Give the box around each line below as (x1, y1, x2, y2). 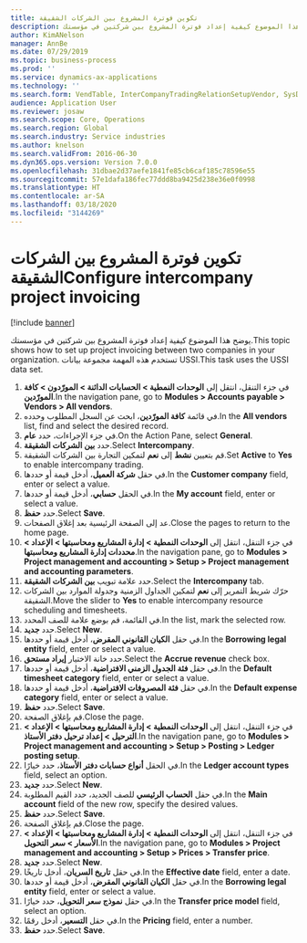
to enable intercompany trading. (23, 458, 144, 470)
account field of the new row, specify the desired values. (23, 798, 239, 809)
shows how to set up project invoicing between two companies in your (10, 344, 276, 355)
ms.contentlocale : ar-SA (10, 192, 105, 201)
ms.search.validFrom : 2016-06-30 (10, 149, 138, 158)
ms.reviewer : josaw (10, 107, 85, 116)
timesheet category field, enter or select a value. (23, 672, 210, 683)
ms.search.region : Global (10, 124, 108, 133)
